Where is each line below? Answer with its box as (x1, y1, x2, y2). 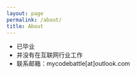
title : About (6, 23, 44, 29)
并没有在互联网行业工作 (16, 51, 83, 59)
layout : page (6, 10, 44, 17)
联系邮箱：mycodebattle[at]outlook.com (16, 60, 131, 68)
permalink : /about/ (6, 16, 62, 23)
